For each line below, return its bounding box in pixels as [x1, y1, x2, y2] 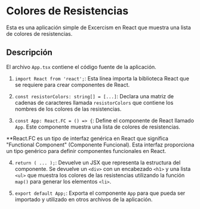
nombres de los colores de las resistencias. [14, 105, 122, 113]
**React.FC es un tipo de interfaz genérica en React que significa [6, 135, 169, 142]
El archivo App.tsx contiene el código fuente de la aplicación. [6, 63, 156, 70]
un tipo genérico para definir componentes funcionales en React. [6, 147, 167, 154]
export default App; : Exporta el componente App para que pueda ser [14, 189, 186, 196]
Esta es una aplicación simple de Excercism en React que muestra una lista [6, 24, 191, 31]
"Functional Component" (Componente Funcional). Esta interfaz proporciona [6, 141, 195, 148]
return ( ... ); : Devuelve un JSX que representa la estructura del [14, 159, 181, 166]
